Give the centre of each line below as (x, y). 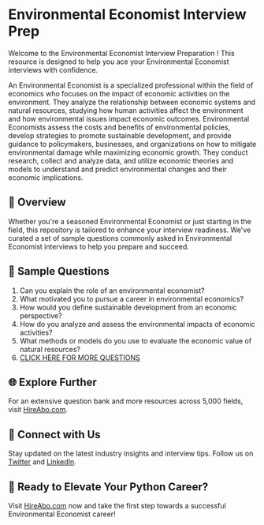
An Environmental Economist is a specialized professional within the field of (131, 85)
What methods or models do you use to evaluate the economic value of (136, 340)
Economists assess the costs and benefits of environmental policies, (119, 127)
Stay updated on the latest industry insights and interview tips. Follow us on (131, 454)
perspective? (41, 315)
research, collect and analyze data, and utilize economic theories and (121, 160)
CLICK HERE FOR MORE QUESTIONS (80, 358)
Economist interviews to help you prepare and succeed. (99, 246)
